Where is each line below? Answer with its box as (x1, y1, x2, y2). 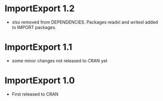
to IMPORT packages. (11, 24, 56, 30)
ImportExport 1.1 (4, 42, 73, 53)
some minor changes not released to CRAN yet (11, 57, 108, 64)
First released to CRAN (11, 91, 59, 97)
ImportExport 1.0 (4, 75, 75, 86)
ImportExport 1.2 (4, 3, 75, 14)
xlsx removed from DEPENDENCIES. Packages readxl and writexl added (11, 19, 159, 25)
